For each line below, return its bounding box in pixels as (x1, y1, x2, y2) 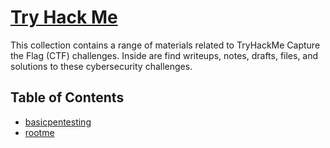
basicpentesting (24, 116, 92, 128)
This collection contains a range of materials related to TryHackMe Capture (10, 39, 321, 51)
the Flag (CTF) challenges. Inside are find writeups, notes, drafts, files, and (10, 49, 319, 61)
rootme (24, 126, 55, 138)
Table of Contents (10, 89, 125, 106)
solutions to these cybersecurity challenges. (10, 60, 193, 72)
